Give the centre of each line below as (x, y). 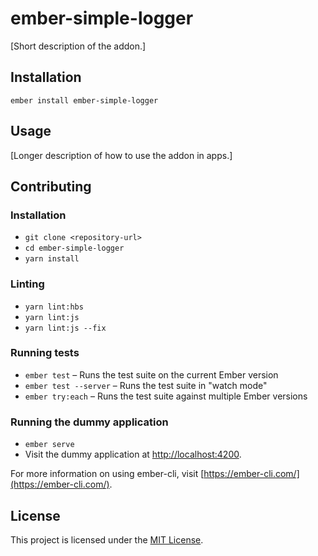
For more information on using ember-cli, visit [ (107, 474)
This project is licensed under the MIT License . (107, 539)
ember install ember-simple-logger (84, 100)
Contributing (51, 186)
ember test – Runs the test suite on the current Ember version (151, 374)
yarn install (52, 259)
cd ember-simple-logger (74, 248)
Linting (27, 284)
